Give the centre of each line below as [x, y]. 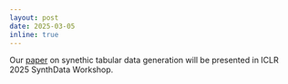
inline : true [34, 34]
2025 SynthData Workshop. [62, 70]
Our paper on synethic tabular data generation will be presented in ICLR [144, 61]
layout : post [34, 18]
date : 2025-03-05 [42, 26]
